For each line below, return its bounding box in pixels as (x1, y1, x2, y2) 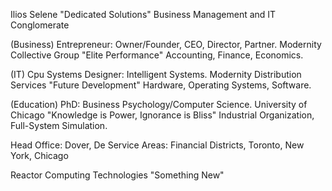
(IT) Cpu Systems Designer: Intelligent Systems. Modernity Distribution (10, 69, 302, 80)
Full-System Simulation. (10, 120, 108, 131)
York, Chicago (10, 150, 69, 161)
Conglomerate (10, 19, 70, 31)
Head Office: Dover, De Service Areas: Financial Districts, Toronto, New (10, 139, 305, 151)
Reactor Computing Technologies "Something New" (10, 169, 225, 181)
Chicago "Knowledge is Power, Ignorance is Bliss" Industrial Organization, (10, 109, 315, 121)
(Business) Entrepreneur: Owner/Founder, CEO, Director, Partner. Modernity (10, 39, 322, 50)
